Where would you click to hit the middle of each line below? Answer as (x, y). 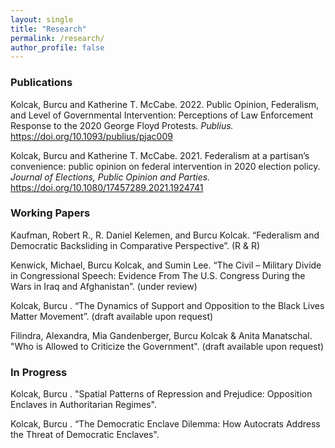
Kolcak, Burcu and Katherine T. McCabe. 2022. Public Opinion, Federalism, (165, 104)
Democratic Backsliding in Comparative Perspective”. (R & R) (135, 245)
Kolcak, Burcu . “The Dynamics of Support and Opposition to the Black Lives (167, 305)
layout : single (42, 19)
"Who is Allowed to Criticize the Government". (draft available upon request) (167, 346)
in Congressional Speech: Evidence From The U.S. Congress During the (158, 275)
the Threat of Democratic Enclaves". (85, 435)
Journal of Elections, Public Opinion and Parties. (110, 177)
